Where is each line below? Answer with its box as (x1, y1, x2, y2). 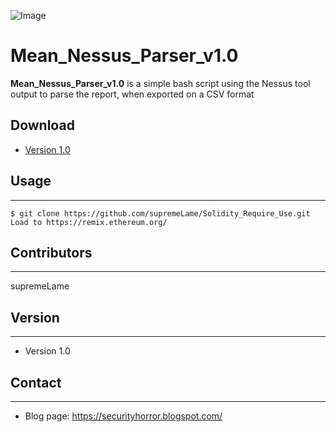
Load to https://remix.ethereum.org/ (10, 217, 168, 227)
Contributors (10, 244, 93, 261)
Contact (10, 374, 62, 391)
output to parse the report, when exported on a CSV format (10, 88, 255, 100)
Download (10, 117, 75, 134)
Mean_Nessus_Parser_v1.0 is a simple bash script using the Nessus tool (10, 77, 311, 89)
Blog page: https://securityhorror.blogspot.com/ (24, 410, 223, 422)
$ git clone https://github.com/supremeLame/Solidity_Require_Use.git (10, 208, 311, 219)
